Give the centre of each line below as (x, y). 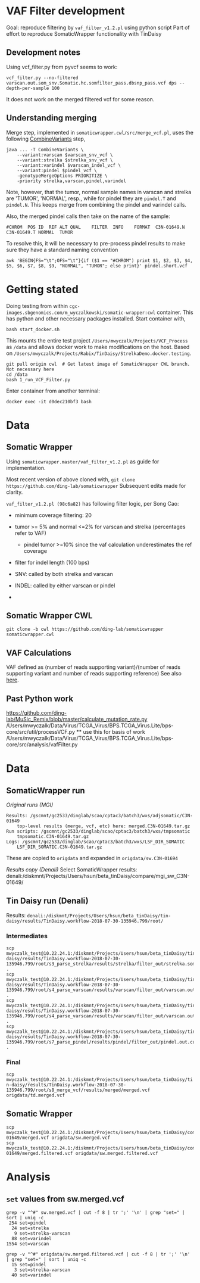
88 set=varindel (32, 1239)
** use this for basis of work (111, 731)
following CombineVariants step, (46, 139)
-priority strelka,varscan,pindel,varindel (72, 181)
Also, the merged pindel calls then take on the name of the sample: (88, 216)
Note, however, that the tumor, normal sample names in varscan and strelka (99, 192)
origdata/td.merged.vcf (36, 1095)
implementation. (26, 468)
